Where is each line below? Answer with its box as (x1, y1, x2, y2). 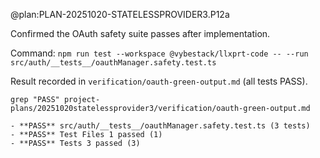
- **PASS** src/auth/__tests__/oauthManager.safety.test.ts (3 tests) (10, 121, 311, 131)
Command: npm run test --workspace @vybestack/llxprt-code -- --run (10, 47, 309, 59)
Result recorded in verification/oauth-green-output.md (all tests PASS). (10, 75, 308, 87)
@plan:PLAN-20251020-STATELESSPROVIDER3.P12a (10, 9, 230, 20)
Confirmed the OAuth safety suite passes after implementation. (10, 28, 271, 39)
